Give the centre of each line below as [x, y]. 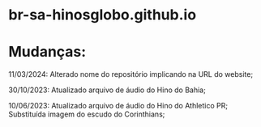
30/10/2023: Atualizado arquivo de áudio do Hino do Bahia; [107, 90]
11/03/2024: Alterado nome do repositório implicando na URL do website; [131, 74]
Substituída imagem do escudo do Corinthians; [87, 114]
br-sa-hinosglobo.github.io [103, 15]
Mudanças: [47, 52]
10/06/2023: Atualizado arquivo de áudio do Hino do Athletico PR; [118, 106]
